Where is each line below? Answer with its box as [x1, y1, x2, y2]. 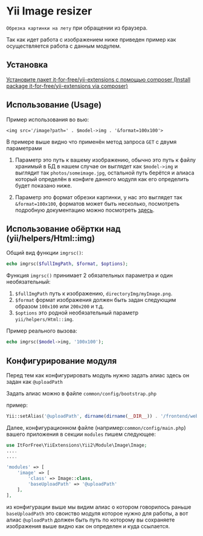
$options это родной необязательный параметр [14, 309, 139, 316]
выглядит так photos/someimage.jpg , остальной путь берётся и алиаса [14, 169, 195, 176]
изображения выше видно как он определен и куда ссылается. [6, 522, 170, 529]
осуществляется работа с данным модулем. [6, 42, 121, 49]
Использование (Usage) [6, 100, 101, 110]
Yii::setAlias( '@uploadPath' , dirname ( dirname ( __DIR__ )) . [6, 413, 158, 419]
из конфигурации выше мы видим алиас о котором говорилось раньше [6, 503, 192, 511]
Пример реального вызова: [6, 327, 77, 334]
